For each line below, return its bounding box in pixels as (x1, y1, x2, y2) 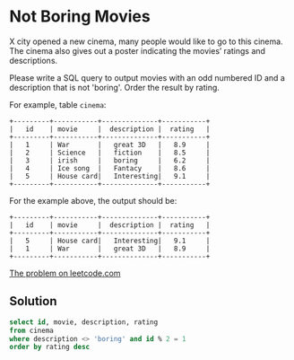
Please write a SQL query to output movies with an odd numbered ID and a (9, 72, 285, 83)
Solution (9, 294, 57, 309)
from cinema (9, 326, 54, 335)
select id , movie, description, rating (9, 317, 159, 327)
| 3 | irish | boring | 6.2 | (9, 155, 211, 165)
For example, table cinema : (9, 99, 107, 110)
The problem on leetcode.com (9, 268, 121, 278)
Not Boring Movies (9, 6, 151, 27)
